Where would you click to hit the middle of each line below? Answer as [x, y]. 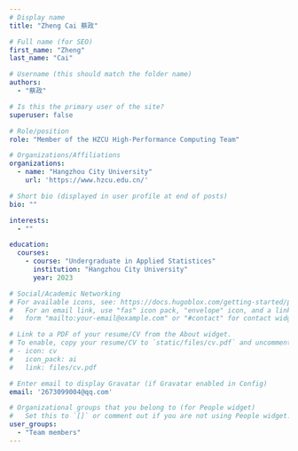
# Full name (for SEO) [51, 42]
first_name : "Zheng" [47, 50]
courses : [33, 253]
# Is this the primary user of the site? [87, 107]
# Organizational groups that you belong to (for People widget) [132, 408]
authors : [25, 83]
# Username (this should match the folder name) [101, 75]
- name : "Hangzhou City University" [85, 172]
